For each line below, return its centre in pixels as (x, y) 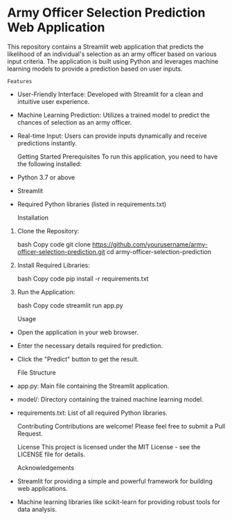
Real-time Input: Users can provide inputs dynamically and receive (112, 136)
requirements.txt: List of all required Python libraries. (92, 413)
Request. (30, 433)
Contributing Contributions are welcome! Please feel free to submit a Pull (121, 426)
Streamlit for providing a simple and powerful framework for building (115, 481)
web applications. (42, 488)
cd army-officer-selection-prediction (159, 251)
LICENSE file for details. (51, 454)
